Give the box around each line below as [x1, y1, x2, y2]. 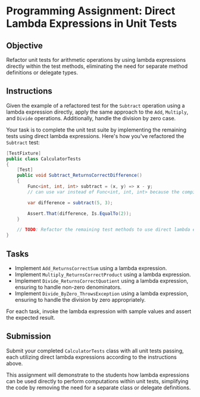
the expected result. [6, 314, 55, 321]
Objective [6, 40, 43, 51]
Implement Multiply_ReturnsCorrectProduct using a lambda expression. [14, 271, 192, 278]
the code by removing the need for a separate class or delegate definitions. [6, 384, 191, 391]
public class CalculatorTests [6, 156, 82, 162]
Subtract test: [6, 139, 40, 146]
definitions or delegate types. [6, 69, 79, 76]
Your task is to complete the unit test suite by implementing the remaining [6, 126, 186, 133]
